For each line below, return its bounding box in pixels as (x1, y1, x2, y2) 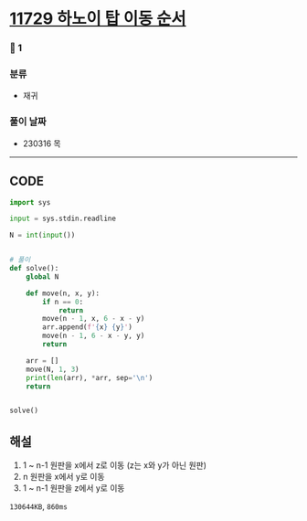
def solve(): (9, 264, 59, 273)
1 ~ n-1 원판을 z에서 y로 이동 (22, 483, 125, 494)
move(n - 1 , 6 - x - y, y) (42, 331, 145, 341)
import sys (9, 197, 51, 207)
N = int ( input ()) (9, 230, 76, 240)
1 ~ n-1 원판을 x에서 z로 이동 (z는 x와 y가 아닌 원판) (22, 460, 207, 471)
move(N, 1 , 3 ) (26, 365, 79, 374)
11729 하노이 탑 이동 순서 (9, 8, 186, 29)
